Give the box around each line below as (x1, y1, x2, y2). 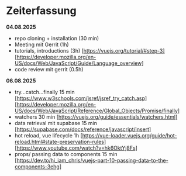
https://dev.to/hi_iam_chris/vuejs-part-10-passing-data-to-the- (16, 157, 168, 164)
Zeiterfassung (6, 4, 77, 18)
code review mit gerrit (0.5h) (14, 65, 84, 73)
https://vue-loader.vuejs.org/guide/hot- (82, 132, 177, 139)
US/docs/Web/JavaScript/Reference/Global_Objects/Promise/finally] (14, 107, 180, 114)
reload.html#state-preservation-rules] (14, 138, 106, 145)
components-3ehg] (14, 163, 62, 170)
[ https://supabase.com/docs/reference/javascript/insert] (14, 126, 151, 133)
